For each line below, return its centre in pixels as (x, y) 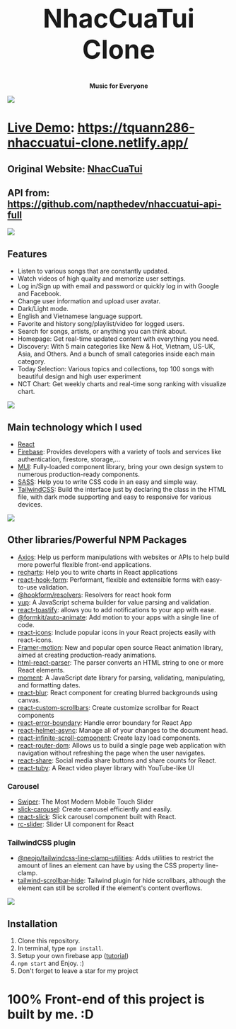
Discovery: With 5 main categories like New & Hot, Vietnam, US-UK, (116, 347)
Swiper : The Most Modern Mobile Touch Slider (85, 802)
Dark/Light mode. (43, 309)
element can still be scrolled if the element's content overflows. (110, 888)
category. (31, 361)
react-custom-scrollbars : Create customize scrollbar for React (108, 707)
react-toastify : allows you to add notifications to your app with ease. (117, 609)
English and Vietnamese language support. (80, 316)
